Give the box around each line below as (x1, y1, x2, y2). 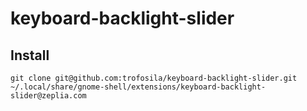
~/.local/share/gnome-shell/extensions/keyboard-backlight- (10, 82, 267, 92)
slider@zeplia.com (10, 91, 87, 101)
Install (10, 47, 50, 64)
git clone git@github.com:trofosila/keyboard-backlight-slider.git (10, 73, 298, 83)
